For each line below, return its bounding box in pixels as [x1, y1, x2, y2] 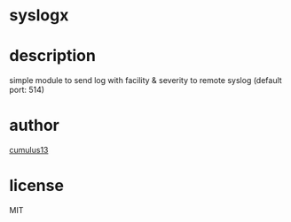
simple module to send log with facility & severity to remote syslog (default [9, 75, 282, 86]
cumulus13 [9, 145, 49, 156]
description [9, 46, 96, 66]
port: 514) [9, 85, 45, 96]
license [9, 176, 65, 195]
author [9, 116, 60, 135]
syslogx [9, 5, 69, 26]
